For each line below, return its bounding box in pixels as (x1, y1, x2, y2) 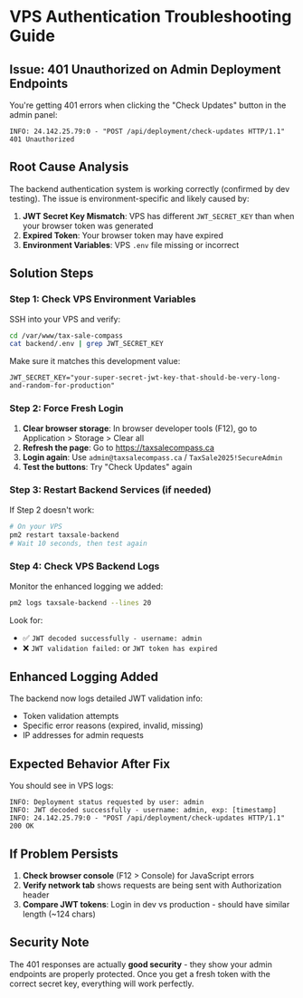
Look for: (9, 614, 43, 626)
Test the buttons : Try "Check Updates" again (22, 461, 193, 472)
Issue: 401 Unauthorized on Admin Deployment (9, 62, 281, 77)
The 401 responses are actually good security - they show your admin (9, 958, 273, 970)
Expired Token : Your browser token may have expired (22, 229, 224, 241)
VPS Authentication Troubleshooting (9, 6, 292, 27)
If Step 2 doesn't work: (9, 504, 95, 515)
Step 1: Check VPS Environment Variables (9, 293, 196, 305)
